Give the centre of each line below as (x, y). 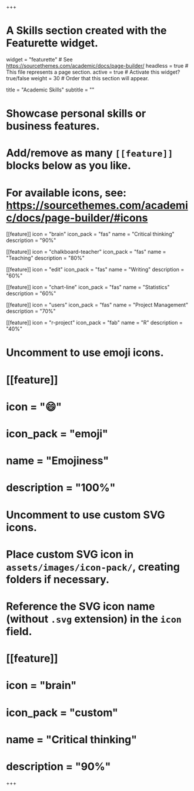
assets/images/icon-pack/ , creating (93, 567)
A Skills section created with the (86, 31)
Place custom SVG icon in (70, 554)
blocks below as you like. (68, 166)
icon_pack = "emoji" (57, 434)
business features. (53, 126)
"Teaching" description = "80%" (46, 258)
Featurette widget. (52, 43)
